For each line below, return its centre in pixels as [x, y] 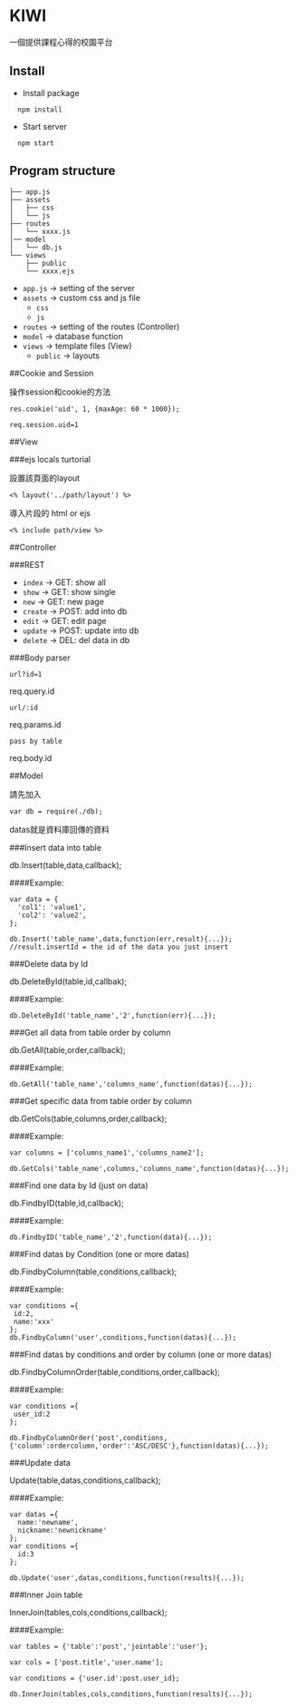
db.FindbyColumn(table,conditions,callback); [93, 1272]
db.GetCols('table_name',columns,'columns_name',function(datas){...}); [149, 1168]
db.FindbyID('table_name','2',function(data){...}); [111, 1237]
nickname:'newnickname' [62, 1530]
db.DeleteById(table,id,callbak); [68, 981]
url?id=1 [26, 674]
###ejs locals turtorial [50, 459]
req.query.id [32, 691]
